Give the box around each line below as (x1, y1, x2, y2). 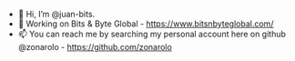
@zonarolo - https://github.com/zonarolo (17, 42, 173, 52)
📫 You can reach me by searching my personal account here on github (17, 28, 287, 39)
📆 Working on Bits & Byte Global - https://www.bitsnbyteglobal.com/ (17, 18, 274, 29)
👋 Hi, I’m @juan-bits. (17, 9, 96, 19)
